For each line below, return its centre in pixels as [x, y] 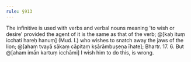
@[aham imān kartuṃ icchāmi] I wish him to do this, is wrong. [80, 52]
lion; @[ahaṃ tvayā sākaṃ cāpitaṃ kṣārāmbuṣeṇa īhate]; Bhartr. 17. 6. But [95, 46]
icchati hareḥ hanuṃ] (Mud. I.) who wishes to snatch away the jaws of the [95, 40]
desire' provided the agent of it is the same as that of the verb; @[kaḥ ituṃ [95, 34]
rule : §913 [19, 11]
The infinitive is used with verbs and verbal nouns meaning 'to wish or [91, 28]
